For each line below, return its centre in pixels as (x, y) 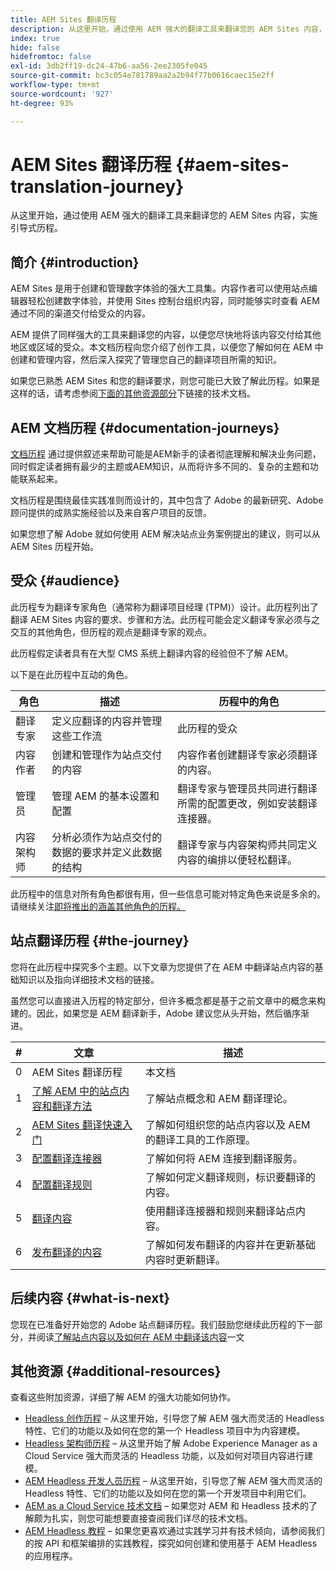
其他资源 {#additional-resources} (116, 1371)
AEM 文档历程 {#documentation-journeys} (145, 427)
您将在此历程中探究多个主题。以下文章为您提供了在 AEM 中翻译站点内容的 (162, 967)
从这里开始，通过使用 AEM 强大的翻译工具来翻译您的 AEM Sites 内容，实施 (164, 215)
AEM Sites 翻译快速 (77, 1124)
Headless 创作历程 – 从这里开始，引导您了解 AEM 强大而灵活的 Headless (174, 1418)
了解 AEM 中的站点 (75, 1091)
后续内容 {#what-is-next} (90, 1298)
